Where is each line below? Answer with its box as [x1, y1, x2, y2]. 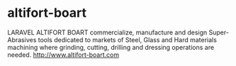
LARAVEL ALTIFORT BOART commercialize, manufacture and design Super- [7, 28, 229, 37]
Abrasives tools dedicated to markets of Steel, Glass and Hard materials [7, 35, 218, 44]
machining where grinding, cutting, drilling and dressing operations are [7, 43, 215, 51]
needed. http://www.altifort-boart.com [7, 51, 119, 59]
